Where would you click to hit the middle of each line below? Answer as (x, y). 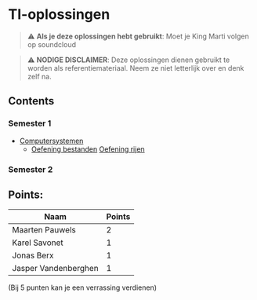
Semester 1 (30, 123)
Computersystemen (51, 141)
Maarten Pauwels (44, 230)
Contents (31, 101)
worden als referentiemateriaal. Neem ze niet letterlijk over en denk (136, 68)
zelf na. (40, 76)
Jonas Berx (33, 255)
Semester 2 (31, 169)
